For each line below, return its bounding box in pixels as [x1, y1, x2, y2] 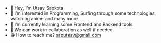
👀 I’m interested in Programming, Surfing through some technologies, [10, 10, 156, 16]
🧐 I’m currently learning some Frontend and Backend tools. [10, 21, 134, 27]
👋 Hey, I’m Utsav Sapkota [10, 5, 64, 11]
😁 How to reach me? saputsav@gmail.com [10, 32, 101, 38]
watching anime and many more [10, 16, 78, 21]
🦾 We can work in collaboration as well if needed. [10, 27, 114, 33]
